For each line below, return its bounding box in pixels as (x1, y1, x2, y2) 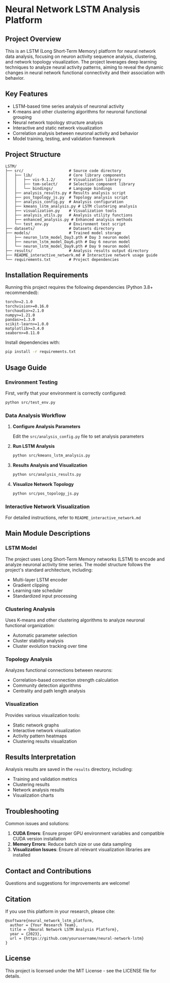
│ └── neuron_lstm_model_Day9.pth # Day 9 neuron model (5, 244, 130, 249)
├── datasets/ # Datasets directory (5, 226, 115, 231)
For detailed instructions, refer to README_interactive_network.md (5, 514, 141, 521)
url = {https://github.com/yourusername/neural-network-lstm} (10, 936, 144, 941)
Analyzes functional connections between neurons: (5, 667, 113, 673)
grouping (12, 114, 32, 120)
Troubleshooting (5, 807, 59, 815)
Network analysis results (12, 787, 64, 793)
